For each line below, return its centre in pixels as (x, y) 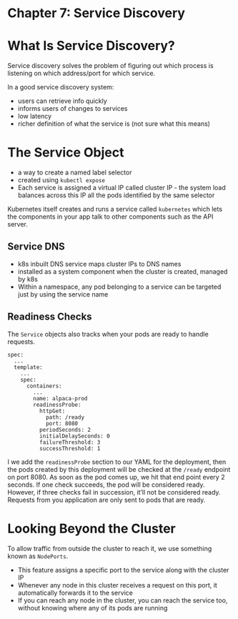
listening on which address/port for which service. (81, 74)
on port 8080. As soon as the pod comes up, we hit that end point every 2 (116, 477)
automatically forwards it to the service (75, 593)
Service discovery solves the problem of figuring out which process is (110, 66)
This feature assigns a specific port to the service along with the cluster (123, 570)
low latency (35, 117)
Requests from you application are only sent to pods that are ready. (106, 500)
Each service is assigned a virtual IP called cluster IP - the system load (122, 188)
